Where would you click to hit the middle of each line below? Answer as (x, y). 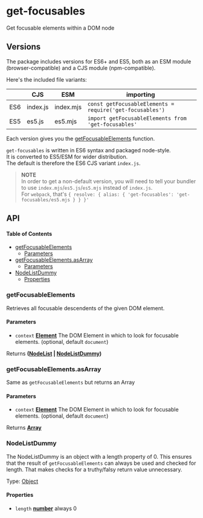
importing (140, 94)
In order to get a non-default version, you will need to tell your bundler (108, 181)
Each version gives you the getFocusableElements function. (81, 138)
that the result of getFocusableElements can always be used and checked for (101, 463)
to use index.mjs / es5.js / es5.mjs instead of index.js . (87, 187)
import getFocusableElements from (137, 118)
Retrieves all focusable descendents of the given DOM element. (85, 308)
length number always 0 (46, 508)
